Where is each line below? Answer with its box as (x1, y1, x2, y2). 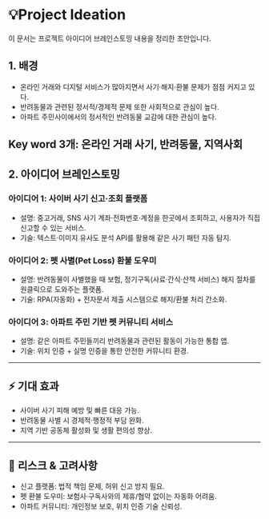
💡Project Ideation (8, 6, 126, 24)
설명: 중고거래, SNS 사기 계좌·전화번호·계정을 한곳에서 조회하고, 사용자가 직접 (19, 213, 261, 222)
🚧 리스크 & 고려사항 (8, 458, 98, 473)
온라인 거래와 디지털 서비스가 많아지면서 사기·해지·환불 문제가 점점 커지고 (19, 82, 247, 91)
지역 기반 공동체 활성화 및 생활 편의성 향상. (19, 425, 153, 435)
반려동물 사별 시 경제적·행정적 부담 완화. (19, 416, 144, 425)
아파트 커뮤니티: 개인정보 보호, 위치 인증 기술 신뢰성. (19, 501, 183, 511)
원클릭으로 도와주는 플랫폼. (19, 285, 104, 294)
